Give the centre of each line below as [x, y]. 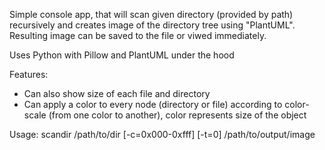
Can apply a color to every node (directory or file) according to [153, 104]
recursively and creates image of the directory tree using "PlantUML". [152, 25]
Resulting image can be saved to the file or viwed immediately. [138, 35]
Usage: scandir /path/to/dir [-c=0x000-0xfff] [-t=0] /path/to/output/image [162, 134]
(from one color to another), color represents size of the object [177, 115]
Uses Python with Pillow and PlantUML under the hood [122, 55]
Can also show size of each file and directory [117, 93]
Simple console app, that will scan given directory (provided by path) [151, 14]
